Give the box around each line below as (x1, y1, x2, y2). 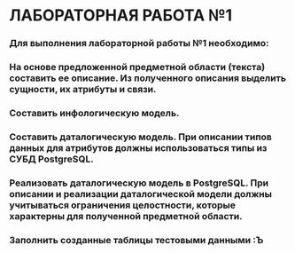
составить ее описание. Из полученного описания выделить (9, 72, 286, 84)
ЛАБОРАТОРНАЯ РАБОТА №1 (9, 5, 233, 26)
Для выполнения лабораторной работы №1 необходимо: (9, 37, 269, 50)
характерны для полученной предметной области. (9, 210, 243, 222)
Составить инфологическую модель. (9, 107, 180, 119)
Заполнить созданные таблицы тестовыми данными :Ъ (9, 233, 264, 246)
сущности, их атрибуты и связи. (9, 83, 157, 96)
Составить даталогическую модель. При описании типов (9, 130, 272, 143)
